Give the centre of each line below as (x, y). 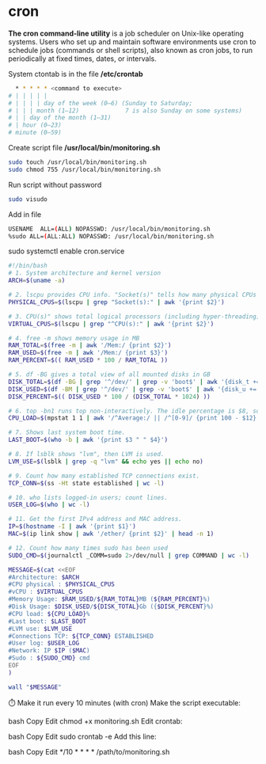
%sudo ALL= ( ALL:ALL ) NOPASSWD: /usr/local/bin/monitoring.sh (111, 236)
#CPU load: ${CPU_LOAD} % (49, 614)
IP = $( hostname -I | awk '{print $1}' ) (72, 526)
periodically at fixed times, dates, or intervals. (82, 59)
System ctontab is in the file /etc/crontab (76, 74)
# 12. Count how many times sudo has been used (88, 548)
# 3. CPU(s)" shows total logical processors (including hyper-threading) (134, 316)
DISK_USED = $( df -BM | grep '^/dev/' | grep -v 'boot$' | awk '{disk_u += (133, 389)
